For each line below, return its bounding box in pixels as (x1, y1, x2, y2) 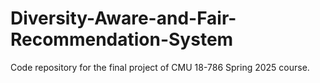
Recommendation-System (10, 28, 234, 51)
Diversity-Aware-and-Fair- (10, 7, 237, 30)
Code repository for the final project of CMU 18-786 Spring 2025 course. (10, 61, 310, 73)
